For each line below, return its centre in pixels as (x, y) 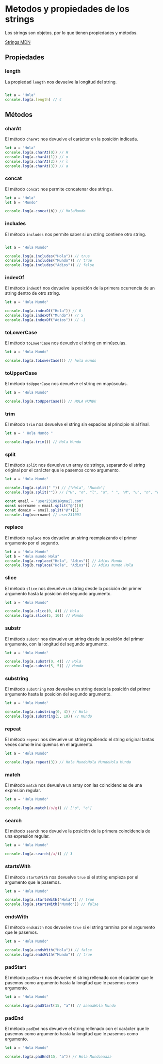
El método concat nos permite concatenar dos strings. (59, 189)
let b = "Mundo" (21, 203)
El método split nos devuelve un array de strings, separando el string (75, 465)
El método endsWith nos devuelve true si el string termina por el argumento (80, 927)
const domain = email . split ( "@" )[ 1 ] (42, 510)
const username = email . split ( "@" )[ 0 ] (44, 506)
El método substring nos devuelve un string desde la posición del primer (78, 689)
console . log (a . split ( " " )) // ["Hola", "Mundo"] (55, 488)
